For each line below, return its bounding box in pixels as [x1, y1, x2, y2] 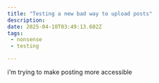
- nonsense [10, 36, 42, 43]
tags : [7, 29, 23, 37]
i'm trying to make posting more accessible [7, 68, 132, 76]
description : [7, 17, 46, 24]
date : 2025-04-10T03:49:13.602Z [7, 23, 102, 30]
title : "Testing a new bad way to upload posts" [7, 10, 153, 17]
